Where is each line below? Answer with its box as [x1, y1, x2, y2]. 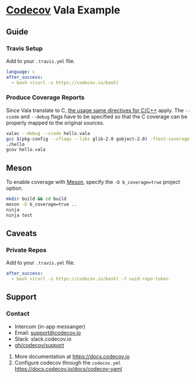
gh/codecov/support [14, 341, 64, 348]
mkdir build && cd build [6, 196, 67, 202]
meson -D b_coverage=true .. [6, 201, 77, 207]
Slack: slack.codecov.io [14, 335, 72, 342]
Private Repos [6, 246, 47, 254]
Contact [6, 310, 30, 318]
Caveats [6, 228, 37, 238]
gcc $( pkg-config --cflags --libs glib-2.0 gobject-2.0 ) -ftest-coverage [6, 136, 190, 142]
